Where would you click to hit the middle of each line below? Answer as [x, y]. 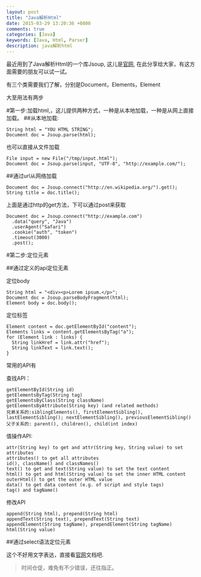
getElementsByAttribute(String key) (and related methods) [83, 405]
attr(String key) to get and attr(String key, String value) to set [95, 447]
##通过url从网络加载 [32, 176]
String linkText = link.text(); [53, 348]
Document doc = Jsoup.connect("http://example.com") [74, 216]
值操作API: [19, 436]
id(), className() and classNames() [53, 463]
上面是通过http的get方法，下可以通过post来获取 [66, 205]
